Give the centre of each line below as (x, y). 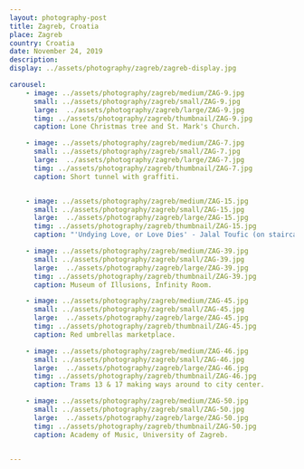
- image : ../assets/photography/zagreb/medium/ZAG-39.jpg (137, 251)
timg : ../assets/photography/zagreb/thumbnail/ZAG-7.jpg (143, 168)
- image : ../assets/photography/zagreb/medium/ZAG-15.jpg (137, 201)
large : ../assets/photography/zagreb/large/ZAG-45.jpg (141, 318)
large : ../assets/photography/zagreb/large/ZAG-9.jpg (139, 110)
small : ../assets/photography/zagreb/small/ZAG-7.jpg (137, 152)
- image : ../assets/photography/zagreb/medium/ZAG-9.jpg (135, 93)
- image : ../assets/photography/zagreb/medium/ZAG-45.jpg (137, 301)
